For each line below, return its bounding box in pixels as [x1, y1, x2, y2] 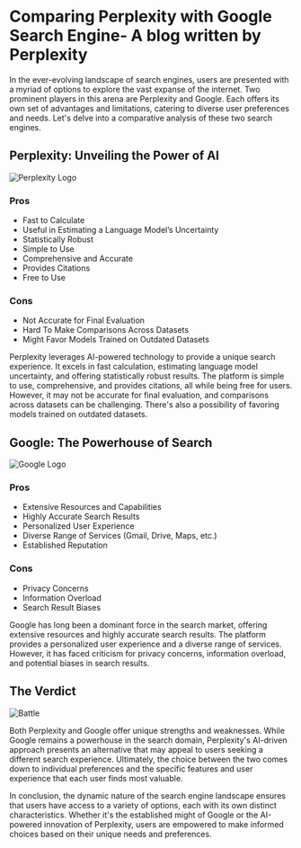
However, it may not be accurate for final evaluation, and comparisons [9, 389, 270, 401]
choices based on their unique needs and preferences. [9, 828, 213, 839]
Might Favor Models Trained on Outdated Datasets [22, 335, 209, 345]
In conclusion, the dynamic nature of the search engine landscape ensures [9, 790, 286, 801]
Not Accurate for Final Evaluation [22, 315, 146, 326]
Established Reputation [22, 540, 108, 550]
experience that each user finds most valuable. [9, 772, 183, 783]
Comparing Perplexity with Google [9, 6, 272, 27]
